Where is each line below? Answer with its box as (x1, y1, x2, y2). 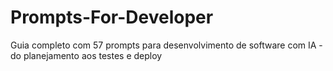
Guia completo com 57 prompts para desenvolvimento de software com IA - (10, 39, 323, 51)
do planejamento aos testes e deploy (10, 49, 163, 61)
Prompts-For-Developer (10, 6, 214, 29)
